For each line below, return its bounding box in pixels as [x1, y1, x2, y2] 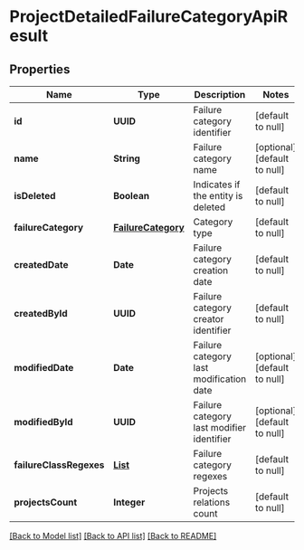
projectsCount [14, 496, 78, 508]
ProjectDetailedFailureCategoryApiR [9, 6, 289, 27]
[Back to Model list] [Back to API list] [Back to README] [9, 531, 217, 541]
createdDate [14, 259, 69, 270]
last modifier [193, 422, 247, 433]
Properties [9, 62, 71, 77]
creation [193, 264, 229, 277]
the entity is [193, 190, 243, 202]
